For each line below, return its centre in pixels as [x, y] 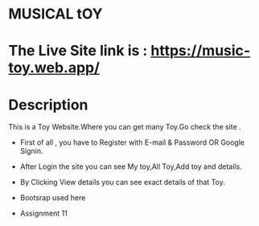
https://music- [201, 51]
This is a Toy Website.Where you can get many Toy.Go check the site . [125, 127]
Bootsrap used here [53, 198]
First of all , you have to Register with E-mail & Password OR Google [132, 142]
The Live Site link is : [78, 51]
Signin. [31, 151]
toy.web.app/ [54, 68]
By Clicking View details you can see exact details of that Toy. [122, 183]
